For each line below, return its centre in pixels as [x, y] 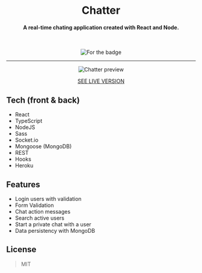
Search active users [40, 218]
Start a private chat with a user [53, 224]
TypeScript [29, 121]
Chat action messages [43, 212]
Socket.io [27, 140]
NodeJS [25, 127]
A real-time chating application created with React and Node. [101, 27]
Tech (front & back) [43, 100]
